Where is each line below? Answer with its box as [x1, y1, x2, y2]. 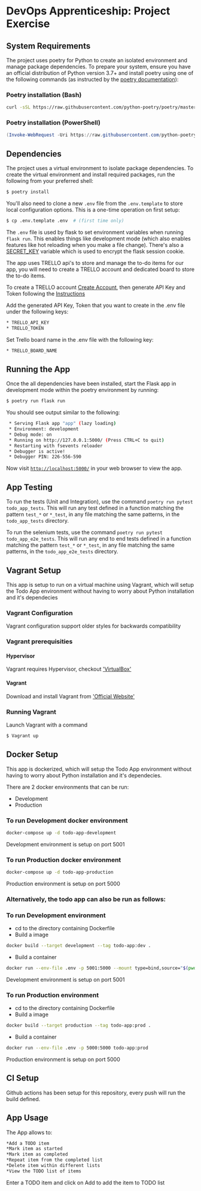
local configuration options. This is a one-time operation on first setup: [6, 206, 181, 213]
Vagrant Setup [6, 565, 62, 575]
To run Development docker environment [6, 816, 129, 825]
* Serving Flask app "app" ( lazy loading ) [8, 421, 117, 427]
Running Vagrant [6, 707, 57, 716]
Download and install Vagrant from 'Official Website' [6, 692, 135, 699]
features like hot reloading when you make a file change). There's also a [6, 241, 184, 248]
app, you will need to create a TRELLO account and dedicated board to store [6, 266, 195, 273]
